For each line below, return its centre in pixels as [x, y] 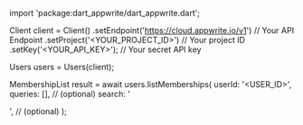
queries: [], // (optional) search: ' [70, 94]
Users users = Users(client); [62, 67]
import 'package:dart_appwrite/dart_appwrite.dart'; [105, 13]
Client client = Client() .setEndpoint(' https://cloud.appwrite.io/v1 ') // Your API [152, 30]
